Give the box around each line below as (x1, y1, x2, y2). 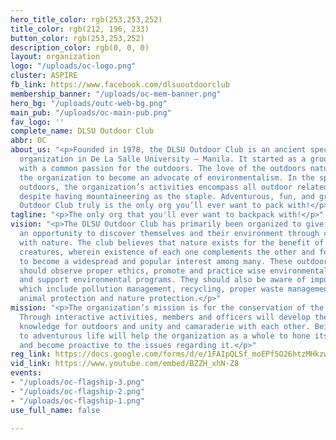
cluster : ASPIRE (10, 71, 78, 81)
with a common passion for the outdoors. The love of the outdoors (19, 163, 307, 173)
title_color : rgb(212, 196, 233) (10, 24, 150, 34)
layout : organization (10, 52, 101, 62)
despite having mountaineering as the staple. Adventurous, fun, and (19, 191, 315, 201)
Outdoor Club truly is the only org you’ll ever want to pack (19, 201, 284, 211)
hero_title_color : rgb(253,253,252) (10, 14, 163, 25)
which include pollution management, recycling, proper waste (19, 284, 284, 295)
